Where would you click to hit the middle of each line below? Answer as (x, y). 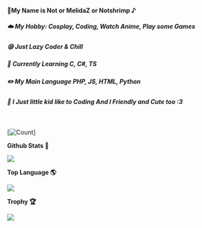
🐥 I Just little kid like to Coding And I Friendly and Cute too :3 (95, 101)
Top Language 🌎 (32, 172)
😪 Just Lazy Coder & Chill (45, 46)
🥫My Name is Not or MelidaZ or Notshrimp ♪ (71, 10)
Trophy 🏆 (22, 202)
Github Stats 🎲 (28, 146)
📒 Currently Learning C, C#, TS (52, 63)
